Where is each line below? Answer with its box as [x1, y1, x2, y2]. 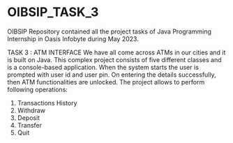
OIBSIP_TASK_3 [7, 4, 99, 20]
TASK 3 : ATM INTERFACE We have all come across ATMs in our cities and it [7, 48, 226, 57]
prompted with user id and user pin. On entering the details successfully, [7, 70, 216, 79]
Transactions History [17, 98, 78, 107]
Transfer [17, 121, 43, 129]
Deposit [17, 113, 40, 122]
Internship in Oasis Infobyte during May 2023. [7, 34, 140, 43]
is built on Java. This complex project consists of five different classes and [7, 55, 222, 63]
